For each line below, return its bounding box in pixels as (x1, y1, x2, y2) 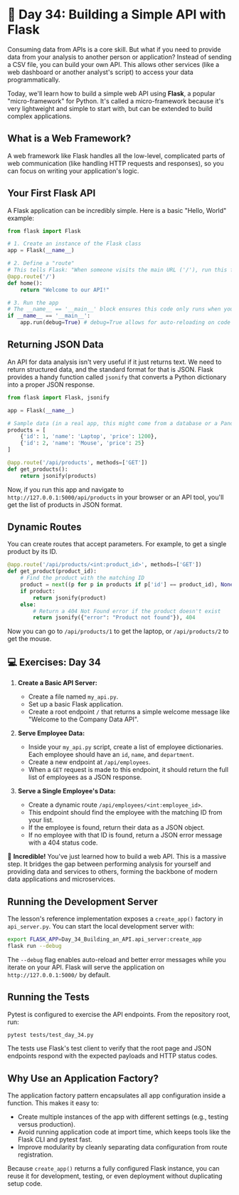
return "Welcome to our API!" (20, 286, 110, 293)
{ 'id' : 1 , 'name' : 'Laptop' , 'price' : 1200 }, (20, 433, 158, 440)
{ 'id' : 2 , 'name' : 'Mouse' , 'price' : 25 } (20, 439, 144, 447)
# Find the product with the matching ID (20, 575, 144, 582)
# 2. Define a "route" (7, 260, 75, 267)
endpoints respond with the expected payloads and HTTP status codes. (7, 1052, 218, 1060)
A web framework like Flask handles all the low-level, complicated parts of (7, 151, 225, 160)
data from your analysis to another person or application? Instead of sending (7, 53, 232, 61)
